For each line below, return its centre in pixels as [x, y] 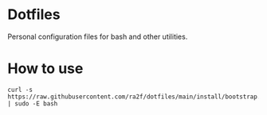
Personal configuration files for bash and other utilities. [98, 36]
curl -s [20, 90]
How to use [45, 69]
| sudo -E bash [33, 103]
